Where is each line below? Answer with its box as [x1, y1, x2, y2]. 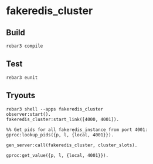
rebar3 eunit [6, 75, 38, 81]
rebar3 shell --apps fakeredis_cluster [6, 106, 104, 112]
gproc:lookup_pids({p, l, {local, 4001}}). [6, 132, 114, 138]
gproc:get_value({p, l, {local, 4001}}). [6, 152, 109, 158]
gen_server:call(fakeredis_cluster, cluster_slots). [6, 142, 138, 148]
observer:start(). [6, 111, 51, 117]
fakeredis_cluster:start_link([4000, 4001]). [6, 116, 119, 122]
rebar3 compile [6, 43, 43, 49]
